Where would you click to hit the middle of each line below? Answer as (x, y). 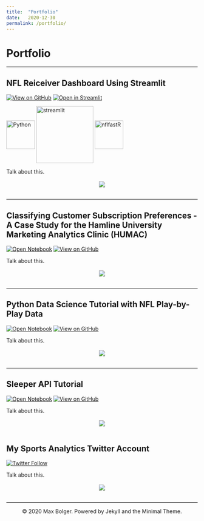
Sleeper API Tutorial (45, 384)
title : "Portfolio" (32, 12)
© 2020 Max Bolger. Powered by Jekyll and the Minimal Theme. (102, 511)
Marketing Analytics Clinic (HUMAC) (77, 234)
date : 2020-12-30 (31, 18)
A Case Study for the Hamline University (84, 225)
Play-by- (173, 305)
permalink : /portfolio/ (36, 23)
